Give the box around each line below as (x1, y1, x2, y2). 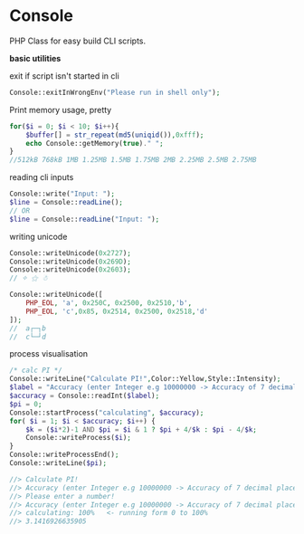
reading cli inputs (9, 172, 74, 183)
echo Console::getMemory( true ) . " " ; (25, 138, 165, 148)
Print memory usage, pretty (9, 104, 112, 115)
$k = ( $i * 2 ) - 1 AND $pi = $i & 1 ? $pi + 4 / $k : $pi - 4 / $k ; (25, 424, 258, 434)
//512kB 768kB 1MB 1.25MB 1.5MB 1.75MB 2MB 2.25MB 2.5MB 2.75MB (9, 156, 257, 165)
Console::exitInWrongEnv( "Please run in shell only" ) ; (9, 88, 221, 97)
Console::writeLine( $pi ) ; (9, 459, 107, 468)
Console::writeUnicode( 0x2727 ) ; (9, 248, 131, 258)
